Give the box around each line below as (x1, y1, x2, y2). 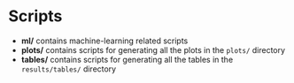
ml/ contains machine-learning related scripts (20, 35, 189, 46)
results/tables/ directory (20, 64, 117, 74)
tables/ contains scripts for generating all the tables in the (20, 54, 234, 64)
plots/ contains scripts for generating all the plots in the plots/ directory (20, 44, 285, 55)
